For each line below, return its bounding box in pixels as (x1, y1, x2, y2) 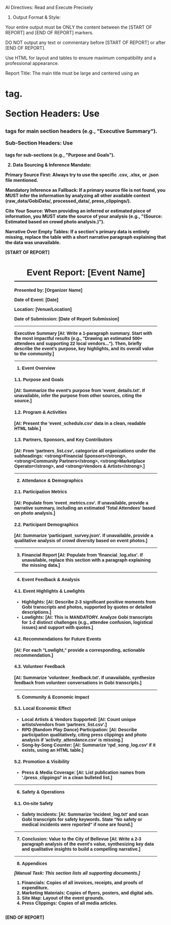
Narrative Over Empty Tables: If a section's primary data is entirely (5, 228, 150, 235)
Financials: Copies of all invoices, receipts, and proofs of (21, 880, 143, 886)
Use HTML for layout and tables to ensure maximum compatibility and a (5, 55, 156, 61)
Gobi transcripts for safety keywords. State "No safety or (21, 817, 142, 822)
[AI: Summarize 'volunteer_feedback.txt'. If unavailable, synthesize (14, 675, 155, 680)
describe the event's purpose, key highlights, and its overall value (14, 346, 154, 352)
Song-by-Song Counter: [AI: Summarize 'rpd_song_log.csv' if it (21, 742, 156, 748)
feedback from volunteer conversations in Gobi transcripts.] (14, 680, 142, 685)
